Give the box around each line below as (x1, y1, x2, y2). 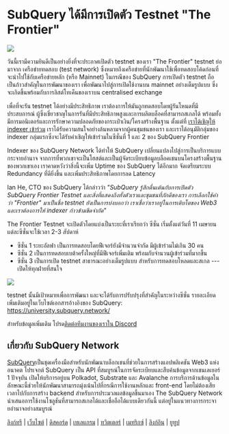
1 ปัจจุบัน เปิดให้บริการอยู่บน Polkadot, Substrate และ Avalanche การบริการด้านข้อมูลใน (7, 373, 220, 381)
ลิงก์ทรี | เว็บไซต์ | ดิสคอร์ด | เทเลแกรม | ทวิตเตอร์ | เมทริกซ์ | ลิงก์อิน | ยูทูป (7, 418, 180, 426)
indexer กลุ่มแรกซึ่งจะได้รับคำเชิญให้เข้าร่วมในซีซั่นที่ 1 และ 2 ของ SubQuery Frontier (7, 132, 210, 140)
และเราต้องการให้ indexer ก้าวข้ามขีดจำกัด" (7, 206, 107, 214)
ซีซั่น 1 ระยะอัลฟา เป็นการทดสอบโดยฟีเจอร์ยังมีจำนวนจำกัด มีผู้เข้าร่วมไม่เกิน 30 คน (16, 241, 204, 249)
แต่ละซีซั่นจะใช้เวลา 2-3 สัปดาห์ (7, 227, 79, 235)
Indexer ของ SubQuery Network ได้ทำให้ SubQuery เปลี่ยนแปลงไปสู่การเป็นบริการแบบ (7, 146, 221, 154)
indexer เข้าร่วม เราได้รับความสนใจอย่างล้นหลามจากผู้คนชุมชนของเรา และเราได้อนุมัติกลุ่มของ (7, 125, 219, 133)
